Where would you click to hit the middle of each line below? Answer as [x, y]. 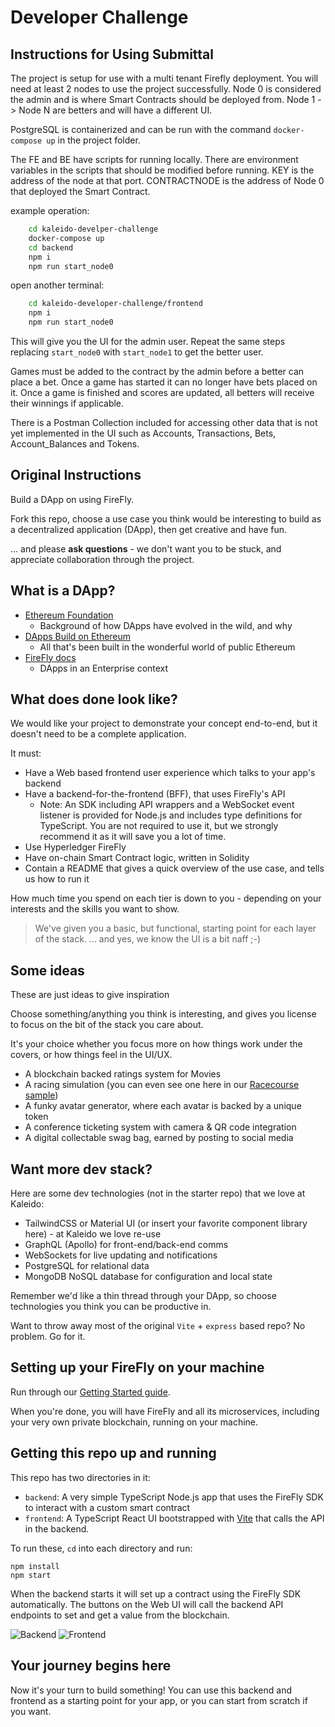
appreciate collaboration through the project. [102, 559]
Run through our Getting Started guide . [90, 1392]
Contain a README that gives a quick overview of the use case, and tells [174, 868]
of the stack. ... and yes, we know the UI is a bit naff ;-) [148, 939]
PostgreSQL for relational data [87, 1266]
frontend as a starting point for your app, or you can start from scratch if [159, 1700]
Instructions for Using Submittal [112, 54]
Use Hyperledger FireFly [75, 847]
